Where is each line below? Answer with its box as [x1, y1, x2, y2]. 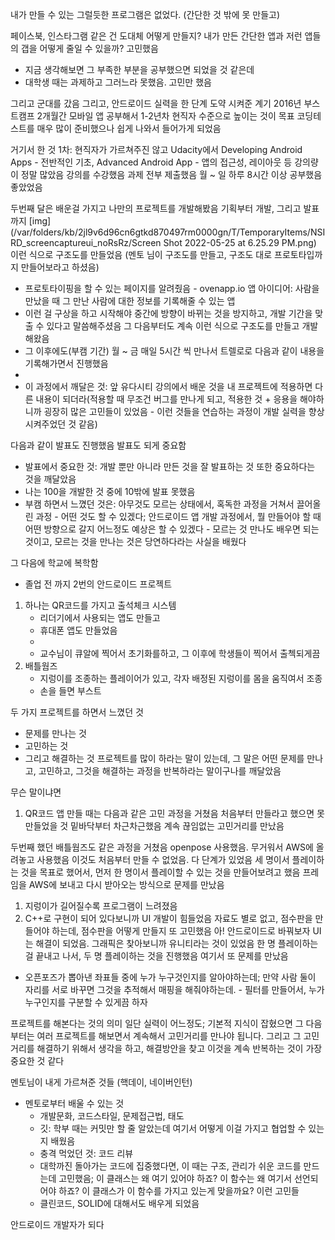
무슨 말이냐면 [10, 786, 62, 798]
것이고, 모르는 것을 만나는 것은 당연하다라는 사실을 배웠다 [24, 536, 247, 547]
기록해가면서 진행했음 [24, 358, 109, 369]
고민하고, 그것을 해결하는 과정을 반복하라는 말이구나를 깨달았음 [38, 765, 282, 777]
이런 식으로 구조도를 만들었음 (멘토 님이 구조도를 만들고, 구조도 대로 [10, 249, 273, 260]
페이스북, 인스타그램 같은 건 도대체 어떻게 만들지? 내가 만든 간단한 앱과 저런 [10, 30, 303, 42]
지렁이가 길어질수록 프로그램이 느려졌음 [24, 900, 178, 912]
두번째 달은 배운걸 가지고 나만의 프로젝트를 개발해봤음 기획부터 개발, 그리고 [10, 203, 302, 214]
